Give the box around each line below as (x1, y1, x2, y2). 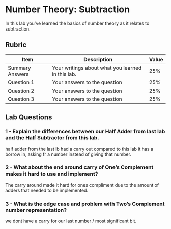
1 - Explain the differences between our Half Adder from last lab (5, 128, 165, 135)
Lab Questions (5, 113, 52, 122)
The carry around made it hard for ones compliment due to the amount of (5, 182, 159, 188)
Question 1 (8, 79, 35, 86)
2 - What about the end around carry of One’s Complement (5, 164, 154, 171)
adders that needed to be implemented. (5, 187, 88, 193)
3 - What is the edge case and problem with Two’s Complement (5, 200, 165, 207)
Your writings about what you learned (52, 64, 142, 71)
